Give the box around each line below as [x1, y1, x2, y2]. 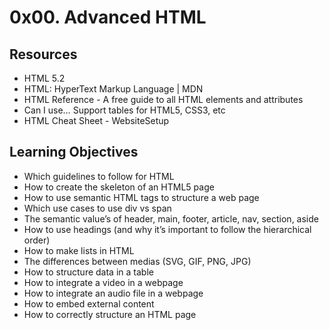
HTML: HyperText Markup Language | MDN [23, 83, 204, 95]
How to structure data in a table [23, 266, 154, 278]
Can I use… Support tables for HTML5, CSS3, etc [23, 104, 226, 116]
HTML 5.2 [23, 72, 66, 84]
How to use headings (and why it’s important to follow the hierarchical [23, 223, 312, 235]
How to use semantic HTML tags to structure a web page [23, 191, 260, 203]
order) [23, 234, 51, 246]
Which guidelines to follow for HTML [23, 170, 175, 182]
